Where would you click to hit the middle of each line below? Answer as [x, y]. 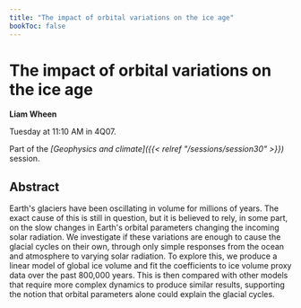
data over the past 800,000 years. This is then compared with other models [149, 276]
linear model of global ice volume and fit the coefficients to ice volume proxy [150, 266]
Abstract [34, 186]
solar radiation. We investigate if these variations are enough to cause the [145, 237]
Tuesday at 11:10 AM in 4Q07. [63, 132]
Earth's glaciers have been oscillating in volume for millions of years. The [144, 208]
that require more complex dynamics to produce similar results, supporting [147, 285]
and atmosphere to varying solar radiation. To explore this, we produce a [143, 256]
